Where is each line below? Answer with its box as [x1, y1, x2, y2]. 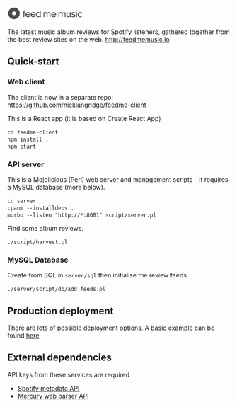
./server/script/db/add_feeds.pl [7, 286, 106, 293]
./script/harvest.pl [7, 239, 69, 246]
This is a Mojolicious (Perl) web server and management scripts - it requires [7, 175, 229, 183]
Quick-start [7, 56, 59, 68]
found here [7, 331, 40, 340]
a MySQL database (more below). [7, 183, 105, 191]
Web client [7, 77, 45, 87]
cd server [7, 197, 37, 205]
